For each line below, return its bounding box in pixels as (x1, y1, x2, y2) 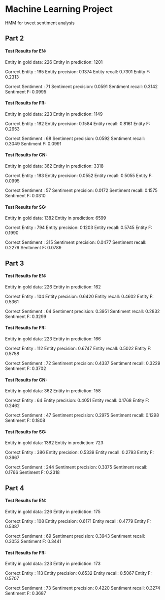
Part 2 (5, 34, 24, 43)
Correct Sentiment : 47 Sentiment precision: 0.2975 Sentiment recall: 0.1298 (5, 412, 159, 418)
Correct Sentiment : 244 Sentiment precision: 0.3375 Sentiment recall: (5, 464, 148, 470)
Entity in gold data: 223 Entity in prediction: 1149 (5, 111, 103, 117)
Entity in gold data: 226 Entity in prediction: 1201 (5, 59, 103, 65)
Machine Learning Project (5, 3, 113, 15)
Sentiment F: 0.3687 (5, 590, 46, 597)
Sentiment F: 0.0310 (5, 192, 46, 198)
